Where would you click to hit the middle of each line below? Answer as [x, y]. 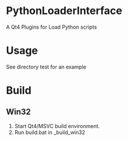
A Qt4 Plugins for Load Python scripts [52, 27]
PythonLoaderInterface [64, 11]
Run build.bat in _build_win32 [50, 132]
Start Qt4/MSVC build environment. [57, 126]
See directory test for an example [46, 67]
